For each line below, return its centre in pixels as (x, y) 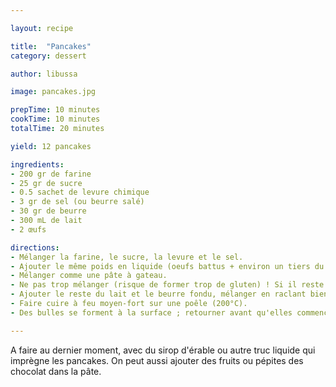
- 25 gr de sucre (46, 183)
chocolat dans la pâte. (56, 371)
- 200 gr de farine (51, 174)
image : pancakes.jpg (53, 92)
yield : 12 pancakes (51, 146)
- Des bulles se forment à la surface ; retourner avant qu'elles (151, 312)
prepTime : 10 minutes (55, 110)
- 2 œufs (28, 229)
